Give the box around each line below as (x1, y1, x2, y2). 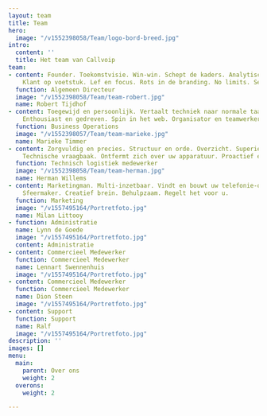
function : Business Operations (15, 122, 119, 130)
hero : (8, 26, 26, 34)
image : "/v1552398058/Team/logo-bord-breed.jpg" (15, 33, 180, 42)
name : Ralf (15, 322, 52, 330)
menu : (8, 352, 26, 360)
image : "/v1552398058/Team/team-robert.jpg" (15, 93, 165, 101)
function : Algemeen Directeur (15, 85, 115, 94)
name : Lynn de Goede (15, 226, 83, 235)
